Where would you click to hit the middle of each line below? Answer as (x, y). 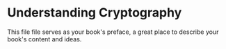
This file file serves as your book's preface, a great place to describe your (113, 32)
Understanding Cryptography (95, 13)
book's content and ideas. (45, 39)
